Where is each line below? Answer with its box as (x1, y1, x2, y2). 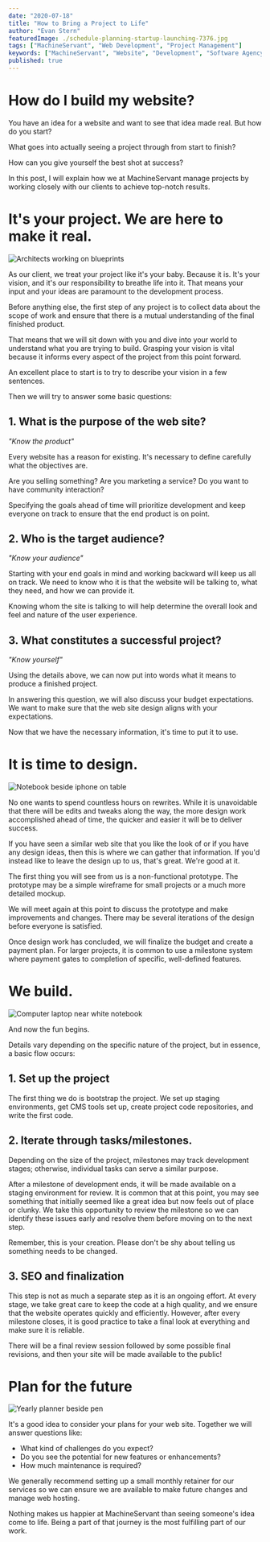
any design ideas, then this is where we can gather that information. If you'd (8, 847, 260, 857)
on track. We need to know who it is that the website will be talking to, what (8, 577, 258, 588)
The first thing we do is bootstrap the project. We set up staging (8, 1093, 220, 1103)
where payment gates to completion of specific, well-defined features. (8, 954, 242, 964)
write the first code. (8, 1110, 74, 1119)
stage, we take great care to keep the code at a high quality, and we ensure (8, 1299, 258, 1309)
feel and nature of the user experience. (8, 610, 138, 620)
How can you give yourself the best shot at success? (8, 158, 183, 167)
